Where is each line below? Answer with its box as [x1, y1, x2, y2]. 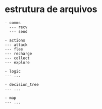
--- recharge [5, 51, 32, 56]
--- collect [5, 56, 30, 61]
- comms [5, 20, 21, 25]
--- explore [5, 60, 30, 65]
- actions [5, 38, 26, 43]
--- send [9, 29, 28, 34]
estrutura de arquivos [5, 4, 97, 15]
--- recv [9, 24, 28, 30]
